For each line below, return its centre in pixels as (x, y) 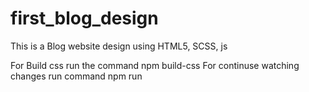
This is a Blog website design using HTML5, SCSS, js (119, 46)
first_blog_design (84, 18)
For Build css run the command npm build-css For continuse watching (155, 65)
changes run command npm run (76, 76)
